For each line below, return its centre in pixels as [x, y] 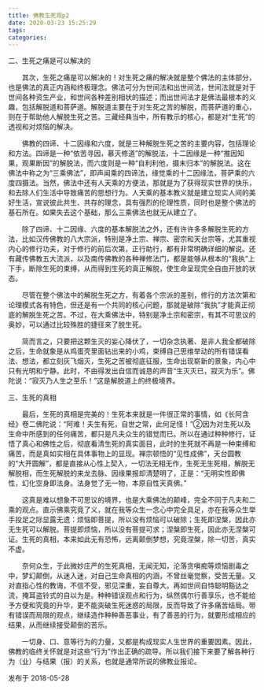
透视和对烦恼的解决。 [42, 127]
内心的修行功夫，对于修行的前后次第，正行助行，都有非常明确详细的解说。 [128, 249]
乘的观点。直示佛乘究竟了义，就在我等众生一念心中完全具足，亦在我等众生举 [132, 510]
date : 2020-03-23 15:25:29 [52, 23]
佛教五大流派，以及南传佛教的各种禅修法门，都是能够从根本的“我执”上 [142, 259]
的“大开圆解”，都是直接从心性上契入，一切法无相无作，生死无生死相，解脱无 [132, 464]
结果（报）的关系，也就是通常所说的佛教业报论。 [121, 662]
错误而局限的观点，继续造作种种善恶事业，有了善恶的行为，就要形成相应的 [135, 615]
